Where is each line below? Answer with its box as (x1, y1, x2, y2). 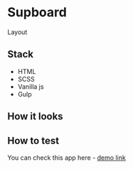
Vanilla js (17, 82, 44, 91)
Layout (7, 28, 28, 36)
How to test (7, 134, 59, 146)
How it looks (7, 111, 63, 123)
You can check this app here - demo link (7, 153, 126, 162)
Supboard (7, 4, 68, 21)
